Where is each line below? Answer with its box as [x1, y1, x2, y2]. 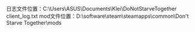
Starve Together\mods [6, 20, 62, 26]
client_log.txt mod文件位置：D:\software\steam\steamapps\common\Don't [6, 12, 189, 20]
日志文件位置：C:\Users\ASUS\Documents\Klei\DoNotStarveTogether [6, 5, 177, 12]
